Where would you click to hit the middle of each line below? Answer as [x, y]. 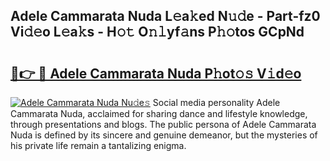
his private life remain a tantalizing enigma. [98, 145]
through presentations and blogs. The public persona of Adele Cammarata [163, 124]
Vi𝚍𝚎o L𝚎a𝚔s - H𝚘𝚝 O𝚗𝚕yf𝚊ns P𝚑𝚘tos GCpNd [157, 32]
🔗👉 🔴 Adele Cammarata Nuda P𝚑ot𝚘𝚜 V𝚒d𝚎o [156, 73]
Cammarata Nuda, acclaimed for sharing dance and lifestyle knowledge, [159, 113]
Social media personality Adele [216, 102]
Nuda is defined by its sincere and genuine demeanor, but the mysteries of [164, 135]
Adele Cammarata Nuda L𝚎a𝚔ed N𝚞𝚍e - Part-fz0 [165, 16]
